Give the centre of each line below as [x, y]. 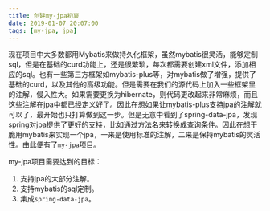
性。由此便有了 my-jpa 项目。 [54, 144]
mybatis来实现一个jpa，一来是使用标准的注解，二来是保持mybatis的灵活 [141, 135]
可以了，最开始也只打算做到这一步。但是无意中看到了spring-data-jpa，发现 [133, 115]
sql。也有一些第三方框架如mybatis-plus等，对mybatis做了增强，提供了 [139, 75]
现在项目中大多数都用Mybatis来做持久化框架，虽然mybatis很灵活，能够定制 [133, 55]
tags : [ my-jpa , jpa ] [43, 30]
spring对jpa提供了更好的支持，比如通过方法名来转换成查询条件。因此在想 [129, 124]
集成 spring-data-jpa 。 [58, 199]
